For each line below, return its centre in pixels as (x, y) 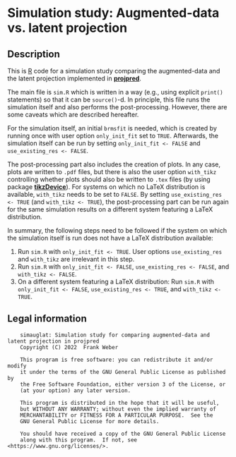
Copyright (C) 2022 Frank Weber (69, 347)
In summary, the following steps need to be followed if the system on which (117, 230)
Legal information (47, 319)
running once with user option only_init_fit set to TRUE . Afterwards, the (113, 136)
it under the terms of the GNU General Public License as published (123, 372)
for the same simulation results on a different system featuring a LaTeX (110, 209)
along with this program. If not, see (79, 440)
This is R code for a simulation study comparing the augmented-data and (114, 71)
